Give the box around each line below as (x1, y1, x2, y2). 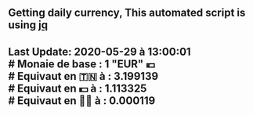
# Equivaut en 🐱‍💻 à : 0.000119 (8, 94, 156, 107)
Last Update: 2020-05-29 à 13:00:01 (8, 45, 191, 58)
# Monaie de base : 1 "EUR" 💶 (8, 57, 156, 70)
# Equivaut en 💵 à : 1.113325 (8, 81, 147, 95)
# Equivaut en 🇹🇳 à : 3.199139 (8, 70, 159, 83)
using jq (8, 19, 49, 32)
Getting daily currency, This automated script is (8, 6, 246, 20)
